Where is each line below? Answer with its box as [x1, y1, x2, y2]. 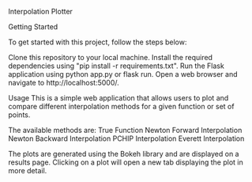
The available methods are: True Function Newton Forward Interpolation [8, 126, 243, 135]
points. [8, 110, 31, 119]
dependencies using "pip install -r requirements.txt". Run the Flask [8, 61, 225, 70]
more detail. [8, 166, 47, 175]
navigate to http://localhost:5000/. [8, 78, 120, 87]
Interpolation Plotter [8, 7, 73, 16]
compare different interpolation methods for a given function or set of [8, 102, 235, 111]
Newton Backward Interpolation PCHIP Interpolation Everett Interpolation [8, 134, 245, 143]
